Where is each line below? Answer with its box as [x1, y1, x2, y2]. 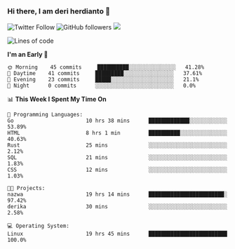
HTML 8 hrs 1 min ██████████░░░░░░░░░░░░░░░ [7, 130, 228, 137]
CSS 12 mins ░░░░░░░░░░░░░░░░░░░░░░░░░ [7, 166, 228, 174]
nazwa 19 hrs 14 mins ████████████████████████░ [7, 191, 228, 198]
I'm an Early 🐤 [7, 51, 48, 59]
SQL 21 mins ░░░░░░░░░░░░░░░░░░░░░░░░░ [7, 154, 228, 161]
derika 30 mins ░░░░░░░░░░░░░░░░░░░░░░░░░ [7, 203, 228, 210]
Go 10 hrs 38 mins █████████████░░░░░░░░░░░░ [7, 117, 228, 125]
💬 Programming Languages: [7, 112, 83, 119]
